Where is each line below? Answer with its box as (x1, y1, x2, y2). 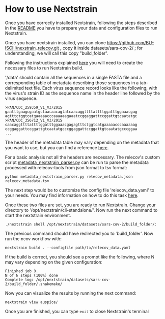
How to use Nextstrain (5, 3, 98, 15)
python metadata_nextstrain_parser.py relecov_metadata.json (5, 174, 133, 179)
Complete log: (5, 277, 34, 282)
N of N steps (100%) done (5, 273, 58, 278)
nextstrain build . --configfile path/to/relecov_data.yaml (5, 245, 131, 250)
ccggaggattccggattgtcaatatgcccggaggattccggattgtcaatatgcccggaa (5, 127, 137, 131)
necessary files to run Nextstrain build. (5, 65, 83, 71)
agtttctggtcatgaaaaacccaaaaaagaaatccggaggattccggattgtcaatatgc (5, 113, 137, 119)
